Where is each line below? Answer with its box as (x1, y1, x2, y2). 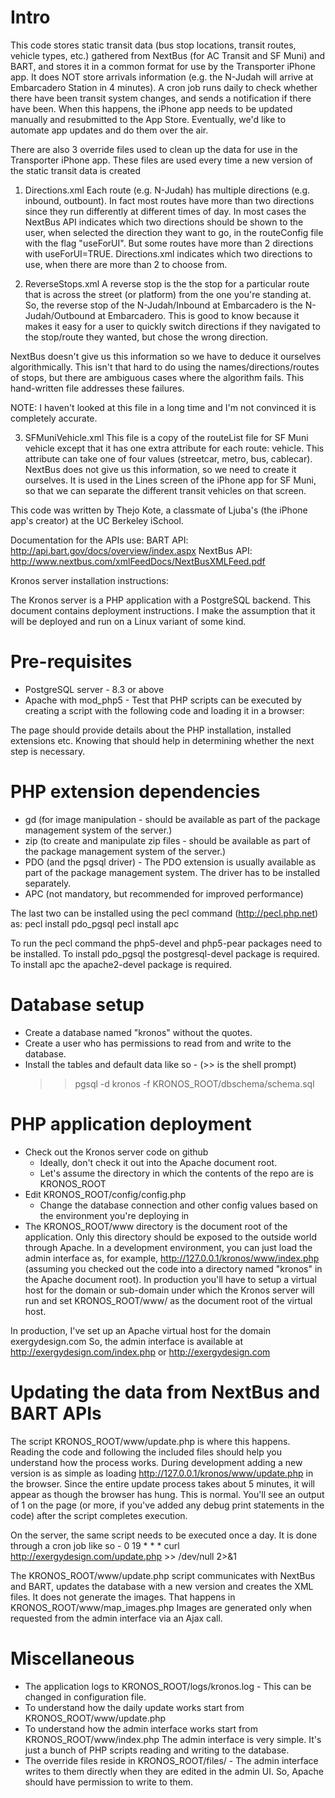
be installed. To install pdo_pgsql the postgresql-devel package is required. (10, 947, 320, 960)
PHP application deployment (10, 1112, 252, 1135)
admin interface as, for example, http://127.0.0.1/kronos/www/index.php (24, 1252, 320, 1264)
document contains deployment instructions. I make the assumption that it (10, 604, 316, 616)
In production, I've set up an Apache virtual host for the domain (10, 1324, 272, 1336)
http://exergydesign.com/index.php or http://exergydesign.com (10, 1346, 271, 1358)
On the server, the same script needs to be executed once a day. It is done (10, 1529, 318, 1541)
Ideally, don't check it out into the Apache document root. (39, 1156, 278, 1168)
